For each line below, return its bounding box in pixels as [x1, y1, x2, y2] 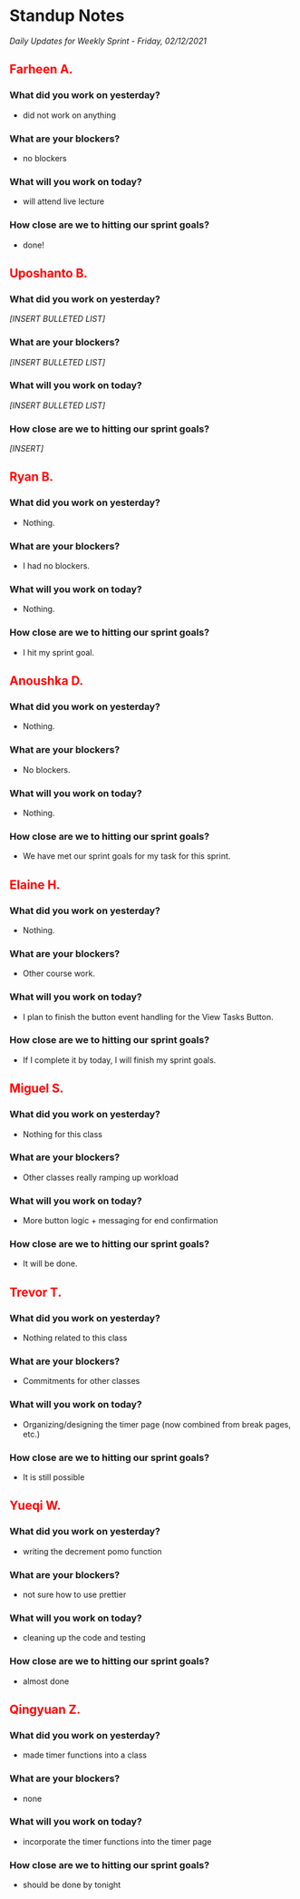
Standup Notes [9, 5, 125, 26]
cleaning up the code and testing [22, 1632, 147, 1643]
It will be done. [22, 1258, 78, 1270]
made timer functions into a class [22, 1749, 148, 1760]
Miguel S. [9, 1081, 64, 1096]
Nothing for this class [22, 1128, 102, 1139]
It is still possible [22, 1471, 85, 1483]
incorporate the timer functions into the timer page [22, 1836, 212, 1846]
